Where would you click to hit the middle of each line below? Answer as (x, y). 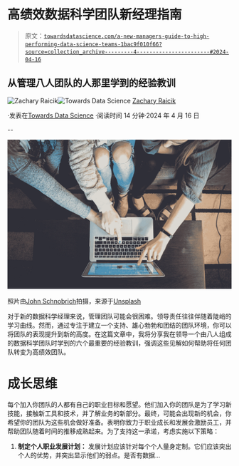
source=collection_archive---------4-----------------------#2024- (127, 52)
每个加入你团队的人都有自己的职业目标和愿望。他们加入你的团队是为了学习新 (119, 405)
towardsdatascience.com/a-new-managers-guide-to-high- (127, 36)
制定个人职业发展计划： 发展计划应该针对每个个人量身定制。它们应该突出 (124, 447)
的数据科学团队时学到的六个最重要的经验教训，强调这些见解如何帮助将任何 (116, 343)
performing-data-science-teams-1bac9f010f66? (93, 44)
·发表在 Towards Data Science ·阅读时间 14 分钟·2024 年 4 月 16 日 (103, 115)
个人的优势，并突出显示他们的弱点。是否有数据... (89, 455)
